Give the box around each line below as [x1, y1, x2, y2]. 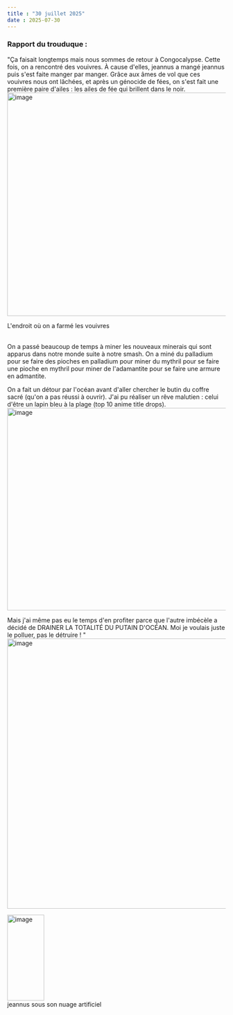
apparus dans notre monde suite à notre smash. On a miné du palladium [7, 350, 214, 358]
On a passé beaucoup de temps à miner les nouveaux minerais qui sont [7, 342, 212, 350]
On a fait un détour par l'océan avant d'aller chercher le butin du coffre [7, 385, 209, 393]
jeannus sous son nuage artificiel [7, 1000, 102, 1008]
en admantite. [7, 372, 46, 380]
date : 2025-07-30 [7, 17, 60, 24]
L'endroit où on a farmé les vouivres [7, 321, 110, 330]
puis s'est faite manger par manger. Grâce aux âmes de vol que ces [7, 70, 200, 78]
